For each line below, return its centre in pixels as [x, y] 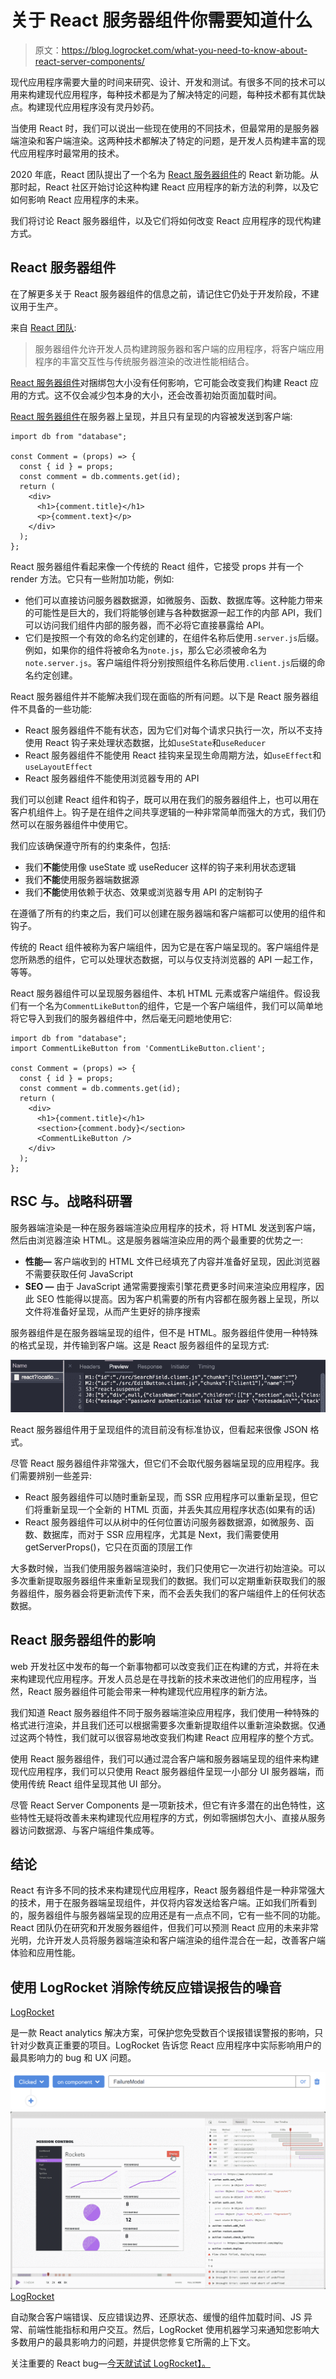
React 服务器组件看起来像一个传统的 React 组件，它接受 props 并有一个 [157, 566]
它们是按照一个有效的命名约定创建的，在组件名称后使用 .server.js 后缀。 [174, 637]
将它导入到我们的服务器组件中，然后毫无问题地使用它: [121, 1018]
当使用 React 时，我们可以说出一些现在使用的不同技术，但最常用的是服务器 [165, 128]
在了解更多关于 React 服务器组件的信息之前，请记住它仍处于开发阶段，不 [160, 293]
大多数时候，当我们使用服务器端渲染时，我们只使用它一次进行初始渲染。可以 [168, 1568]
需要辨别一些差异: [55, 1475]
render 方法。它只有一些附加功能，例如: [92, 578]
